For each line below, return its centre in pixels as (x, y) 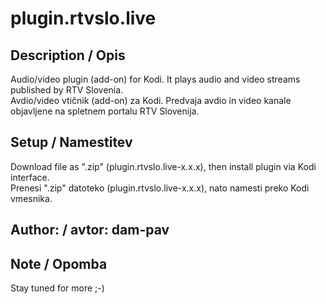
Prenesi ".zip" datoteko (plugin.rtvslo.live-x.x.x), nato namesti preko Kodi (160, 188)
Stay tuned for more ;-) (57, 288)
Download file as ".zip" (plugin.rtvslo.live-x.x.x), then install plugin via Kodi (163, 166)
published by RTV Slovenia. (67, 90)
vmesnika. (31, 198)
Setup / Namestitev (71, 142)
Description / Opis (68, 55)
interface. (30, 177)
